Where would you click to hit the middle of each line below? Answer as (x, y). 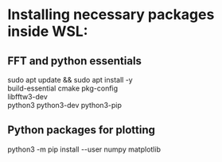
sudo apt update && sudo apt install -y (70, 80)
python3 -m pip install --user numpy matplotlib (84, 149)
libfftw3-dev (28, 96)
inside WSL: (48, 31)
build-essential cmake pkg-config (63, 88)
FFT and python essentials (75, 61)
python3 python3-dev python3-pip (65, 105)
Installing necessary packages (111, 15)
